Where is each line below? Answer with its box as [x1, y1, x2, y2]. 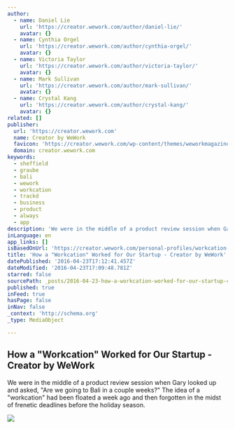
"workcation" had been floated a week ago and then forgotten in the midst [7, 393, 222, 402]
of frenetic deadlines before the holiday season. [7, 400, 145, 409]
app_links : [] [7, 238, 49, 245]
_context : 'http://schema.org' [7, 310, 99, 318]
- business [13, 199, 45, 207]
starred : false [7, 271, 52, 278]
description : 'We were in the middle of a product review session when [7, 225, 220, 232]
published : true [7, 284, 55, 291]
